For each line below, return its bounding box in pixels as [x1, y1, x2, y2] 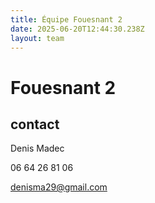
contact [10, 116, 60, 133]
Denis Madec [10, 142, 65, 155]
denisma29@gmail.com [10, 181, 108, 193]
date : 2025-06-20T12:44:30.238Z [10, 24, 145, 34]
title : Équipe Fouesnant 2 [10, 14, 123, 25]
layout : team [10, 33, 65, 43]
